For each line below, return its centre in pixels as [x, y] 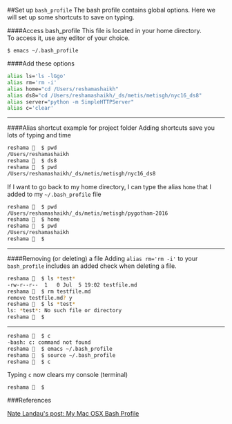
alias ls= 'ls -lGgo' [37, 76]
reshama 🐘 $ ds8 [32, 161]
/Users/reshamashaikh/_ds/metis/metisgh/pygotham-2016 [88, 213]
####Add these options [41, 64]
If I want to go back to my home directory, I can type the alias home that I [109, 186]
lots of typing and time [39, 135]
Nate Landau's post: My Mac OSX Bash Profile [73, 414]
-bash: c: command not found [49, 342]
